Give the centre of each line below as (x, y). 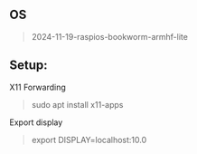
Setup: (28, 66)
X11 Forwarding (38, 87)
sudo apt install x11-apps (77, 104)
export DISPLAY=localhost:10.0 (89, 140)
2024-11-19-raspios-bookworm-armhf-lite (109, 36)
